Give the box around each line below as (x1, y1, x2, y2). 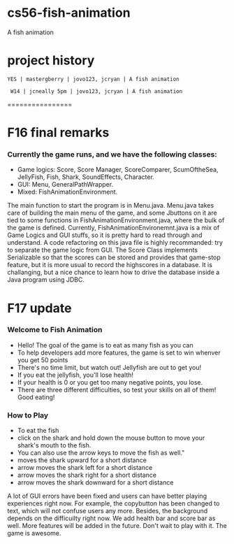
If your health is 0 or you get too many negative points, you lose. (17, 378, 203, 386)
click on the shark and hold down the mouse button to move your (17, 434, 205, 442)
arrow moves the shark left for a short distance (17, 464, 153, 472)
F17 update (7, 300, 72, 316)
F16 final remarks (7, 124, 110, 141)
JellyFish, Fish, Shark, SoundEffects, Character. (17, 173, 155, 181)
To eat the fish (17, 427, 59, 435)
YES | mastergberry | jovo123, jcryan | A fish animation (7, 76, 180, 83)
